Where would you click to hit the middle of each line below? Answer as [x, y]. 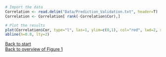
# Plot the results [25, 25]
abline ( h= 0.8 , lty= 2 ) [27, 35]
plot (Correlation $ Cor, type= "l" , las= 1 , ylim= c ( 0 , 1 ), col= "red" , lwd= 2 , [82, 30]
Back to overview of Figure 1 [34, 49]
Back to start [18, 44]
